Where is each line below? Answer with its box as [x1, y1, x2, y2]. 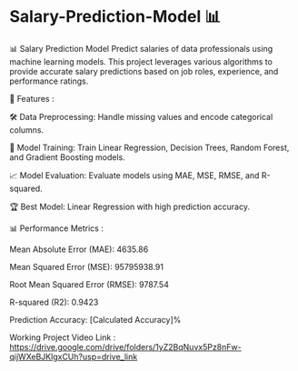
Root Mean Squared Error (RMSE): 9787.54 [9, 278, 170, 290]
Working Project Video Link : [9, 332, 116, 343]
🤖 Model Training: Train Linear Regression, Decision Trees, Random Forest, [9, 142, 290, 153]
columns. [9, 124, 45, 135]
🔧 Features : [9, 93, 55, 104]
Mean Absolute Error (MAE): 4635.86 [9, 244, 149, 255]
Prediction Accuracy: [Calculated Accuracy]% [9, 314, 182, 325]
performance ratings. [9, 75, 89, 86]
